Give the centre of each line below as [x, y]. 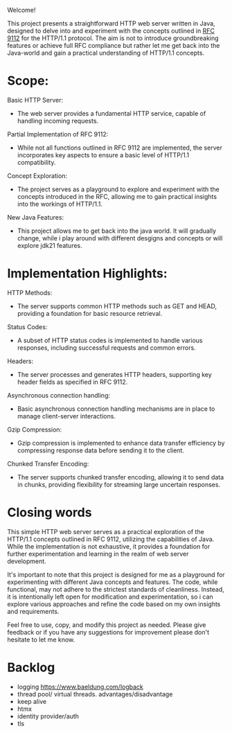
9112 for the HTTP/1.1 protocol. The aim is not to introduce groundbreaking [113, 38]
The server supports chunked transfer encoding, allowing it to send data [121, 477]
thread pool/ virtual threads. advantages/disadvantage [95, 694]
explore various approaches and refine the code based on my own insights [114, 604]
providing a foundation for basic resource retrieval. [90, 313]
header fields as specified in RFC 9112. [72, 382]
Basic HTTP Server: [35, 100]
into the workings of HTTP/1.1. [60, 204]
